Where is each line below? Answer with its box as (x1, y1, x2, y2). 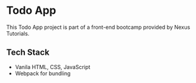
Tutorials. (6, 29, 30, 37)
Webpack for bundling (15, 70, 71, 77)
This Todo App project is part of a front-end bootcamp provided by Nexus (6, 23, 191, 31)
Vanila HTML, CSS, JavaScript (15, 63, 91, 70)
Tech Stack (6, 48, 50, 58)
